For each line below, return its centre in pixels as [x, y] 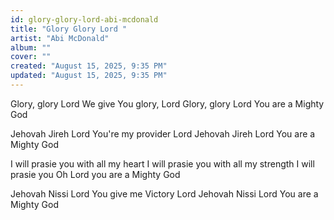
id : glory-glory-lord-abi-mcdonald [84, 19]
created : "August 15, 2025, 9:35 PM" [89, 66]
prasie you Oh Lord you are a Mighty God [95, 174]
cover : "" [31, 57]
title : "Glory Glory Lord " [69, 29]
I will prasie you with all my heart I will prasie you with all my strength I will [162, 163]
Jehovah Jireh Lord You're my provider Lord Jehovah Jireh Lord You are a [163, 133]
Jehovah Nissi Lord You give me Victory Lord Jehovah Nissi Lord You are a [164, 193]
